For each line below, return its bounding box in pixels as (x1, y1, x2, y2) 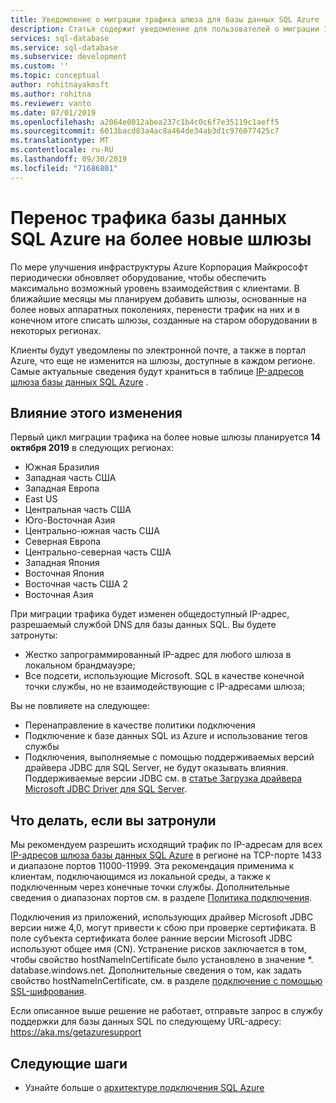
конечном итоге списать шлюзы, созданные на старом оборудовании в (10, 314, 318, 326)
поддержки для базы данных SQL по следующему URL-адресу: (10, 1016, 282, 1028)
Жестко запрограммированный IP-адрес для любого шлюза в (24, 649, 292, 661)
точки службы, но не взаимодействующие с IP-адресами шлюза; (24, 681, 306, 693)
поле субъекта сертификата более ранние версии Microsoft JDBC (10, 932, 293, 945)
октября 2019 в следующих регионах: (10, 442, 175, 454)
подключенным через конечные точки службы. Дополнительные (10, 881, 290, 893)
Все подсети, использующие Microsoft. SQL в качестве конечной (24, 670, 305, 682)
